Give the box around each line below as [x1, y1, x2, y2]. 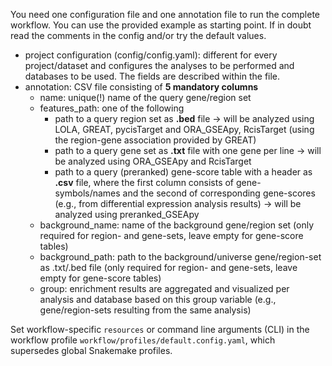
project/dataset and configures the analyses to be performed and [24, 60, 295, 71]
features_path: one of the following [39, 102, 185, 114]
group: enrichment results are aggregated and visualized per [39, 283, 290, 294]
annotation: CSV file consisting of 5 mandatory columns [24, 81, 259, 93]
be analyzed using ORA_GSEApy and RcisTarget [54, 155, 252, 167]
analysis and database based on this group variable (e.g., [39, 294, 277, 305]
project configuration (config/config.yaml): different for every [24, 49, 278, 61]
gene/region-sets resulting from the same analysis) [39, 304, 252, 316]
